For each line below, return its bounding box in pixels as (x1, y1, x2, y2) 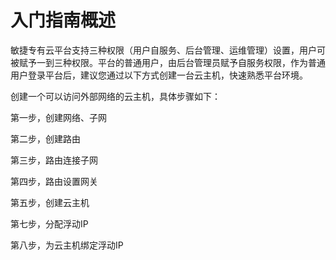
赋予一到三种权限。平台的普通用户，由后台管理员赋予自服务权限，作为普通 (18, 56, 326, 68)
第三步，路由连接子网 (10, 154, 98, 166)
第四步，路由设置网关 (10, 175, 98, 187)
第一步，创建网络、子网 (10, 111, 107, 123)
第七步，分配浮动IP (10, 217, 89, 230)
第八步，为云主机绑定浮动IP (10, 239, 124, 251)
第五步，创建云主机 (10, 196, 90, 208)
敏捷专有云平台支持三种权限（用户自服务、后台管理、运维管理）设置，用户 (10, 44, 317, 56)
